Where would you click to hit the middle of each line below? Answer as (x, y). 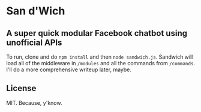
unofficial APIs (34, 42)
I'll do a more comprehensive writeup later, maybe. (69, 69)
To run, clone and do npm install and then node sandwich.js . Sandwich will (100, 57)
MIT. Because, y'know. (34, 102)
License (21, 88)
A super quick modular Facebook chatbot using (97, 33)
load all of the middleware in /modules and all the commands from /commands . (101, 63)
